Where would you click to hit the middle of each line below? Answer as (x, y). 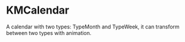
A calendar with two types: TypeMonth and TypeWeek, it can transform (93, 27)
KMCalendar (38, 10)
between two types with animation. (49, 33)
